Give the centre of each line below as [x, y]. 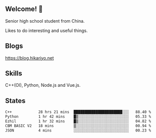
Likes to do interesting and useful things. [46, 31]
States [15, 101]
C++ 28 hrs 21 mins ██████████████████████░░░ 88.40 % [78, 112]
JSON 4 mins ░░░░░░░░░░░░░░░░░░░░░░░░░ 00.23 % [78, 130]
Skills [14, 74]
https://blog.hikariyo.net [30, 58]
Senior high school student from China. [45, 21]
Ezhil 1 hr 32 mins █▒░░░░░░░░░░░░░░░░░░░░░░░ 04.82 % [78, 121]
